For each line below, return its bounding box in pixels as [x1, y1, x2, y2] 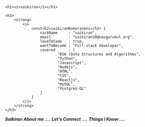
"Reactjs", [57, 77, 80, 82]
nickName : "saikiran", [40, 30, 97, 35]
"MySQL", [57, 82, 76, 87]
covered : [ [40, 48, 76, 52]
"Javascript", [57, 60, 86, 65]
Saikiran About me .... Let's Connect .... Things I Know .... [5, 116, 125, 122]
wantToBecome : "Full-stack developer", [40, 43, 124, 48]
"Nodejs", [57, 65, 78, 70]
